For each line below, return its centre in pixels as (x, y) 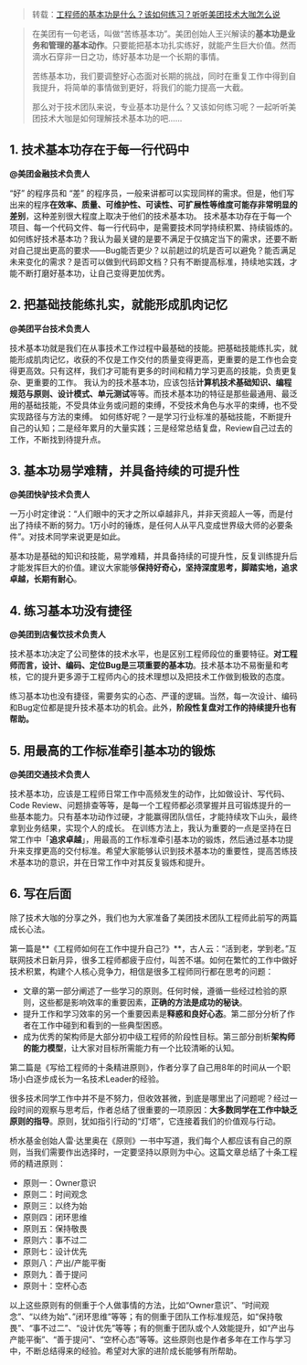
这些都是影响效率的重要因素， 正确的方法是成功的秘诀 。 (143, 1002)
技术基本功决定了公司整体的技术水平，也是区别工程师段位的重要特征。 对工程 (153, 654)
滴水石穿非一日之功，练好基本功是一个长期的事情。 (128, 57)
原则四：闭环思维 (55, 1217)
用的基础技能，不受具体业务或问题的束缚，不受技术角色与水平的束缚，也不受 (153, 405)
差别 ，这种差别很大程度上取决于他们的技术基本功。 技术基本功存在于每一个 (151, 216)
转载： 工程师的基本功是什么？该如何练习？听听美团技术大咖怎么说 (156, 14)
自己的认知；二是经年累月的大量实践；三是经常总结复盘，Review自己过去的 (151, 428)
